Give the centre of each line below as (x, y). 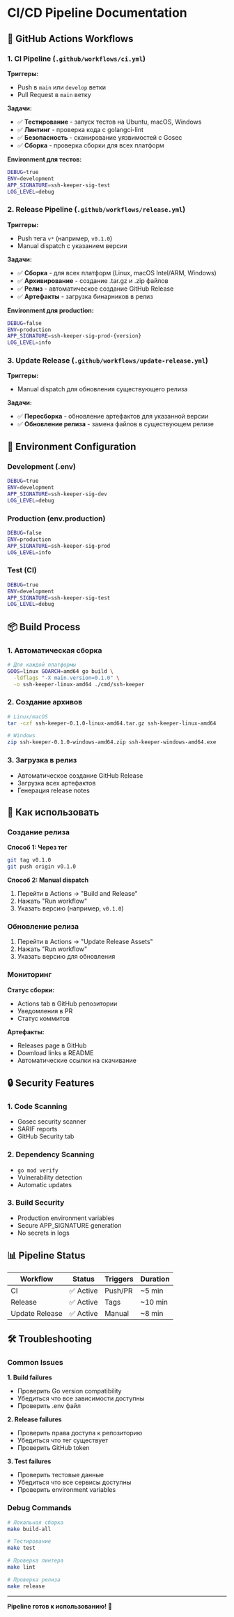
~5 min (152, 1291)
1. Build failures (30, 1377)
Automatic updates (44, 1184)
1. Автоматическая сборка (55, 650)
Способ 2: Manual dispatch (48, 880)
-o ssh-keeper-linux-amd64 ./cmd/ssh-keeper (79, 684)
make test (22, 1548)
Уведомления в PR (45, 1010)
